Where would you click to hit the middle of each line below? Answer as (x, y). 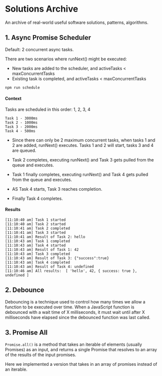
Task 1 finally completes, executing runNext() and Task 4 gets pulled (80, 174)
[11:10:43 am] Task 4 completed (37, 263)
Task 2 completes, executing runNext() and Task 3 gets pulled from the (83, 160)
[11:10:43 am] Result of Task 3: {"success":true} (57, 258)
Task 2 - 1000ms (21, 123)
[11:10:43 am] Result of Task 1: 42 (42, 250)
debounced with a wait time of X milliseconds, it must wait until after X (75, 312)
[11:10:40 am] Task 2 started (36, 224)
